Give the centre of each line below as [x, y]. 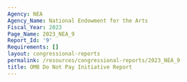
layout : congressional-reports [54, 54]
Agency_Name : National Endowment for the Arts [78, 21]
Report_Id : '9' [30, 41]
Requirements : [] [33, 47]
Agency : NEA [25, 14]
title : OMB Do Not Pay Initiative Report [70, 67]
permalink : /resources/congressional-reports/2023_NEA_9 [94, 61]
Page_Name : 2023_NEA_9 [41, 34]
